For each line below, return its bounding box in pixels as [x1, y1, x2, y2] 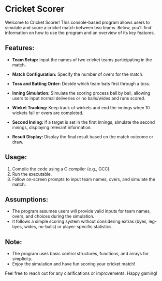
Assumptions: [5, 195, 48, 203]
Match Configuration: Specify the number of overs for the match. [12, 71, 144, 77]
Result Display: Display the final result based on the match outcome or [12, 133, 154, 139]
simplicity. [12, 256, 32, 262]
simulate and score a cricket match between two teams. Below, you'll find [5, 24, 151, 30]
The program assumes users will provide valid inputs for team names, [12, 208, 151, 214]
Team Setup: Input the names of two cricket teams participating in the [12, 57, 152, 63]
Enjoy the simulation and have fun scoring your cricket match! [12, 261, 135, 267]
